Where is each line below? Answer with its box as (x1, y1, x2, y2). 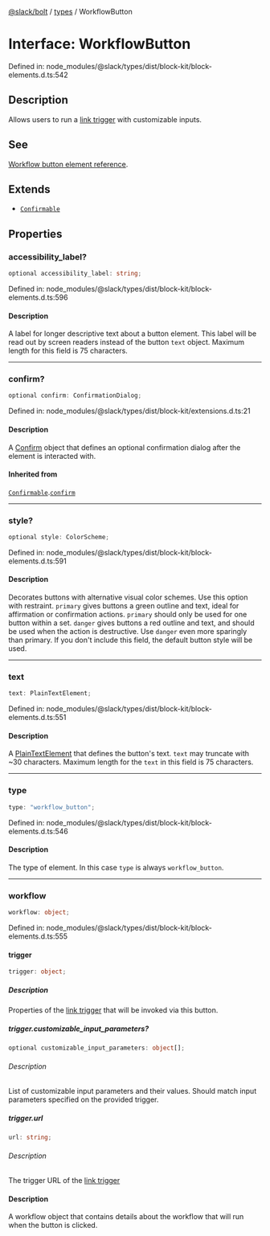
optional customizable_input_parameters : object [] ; (8, 1044, 185, 1052)
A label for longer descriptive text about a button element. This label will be (8, 329, 257, 338)
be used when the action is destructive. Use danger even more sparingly (8, 627, 247, 636)
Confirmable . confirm (8, 487, 76, 497)
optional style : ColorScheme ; (8, 534, 110, 542)
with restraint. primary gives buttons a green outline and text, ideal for (8, 601, 239, 611)
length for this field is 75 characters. (8, 346, 129, 356)
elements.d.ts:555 (8, 931, 68, 941)
